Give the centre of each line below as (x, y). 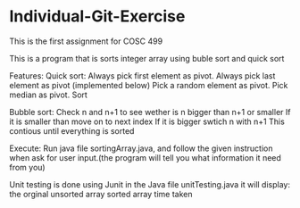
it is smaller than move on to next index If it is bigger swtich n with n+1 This (147, 121)
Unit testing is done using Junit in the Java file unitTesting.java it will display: (150, 184)
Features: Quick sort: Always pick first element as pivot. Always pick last (142, 75)
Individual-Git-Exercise (97, 17)
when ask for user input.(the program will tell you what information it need (145, 157)
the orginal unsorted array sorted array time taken (101, 194)
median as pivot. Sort (48, 95)
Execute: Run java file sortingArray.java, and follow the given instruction (141, 148)
